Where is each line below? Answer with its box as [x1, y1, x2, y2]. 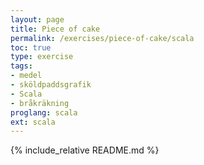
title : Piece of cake [10, 24, 101, 34]
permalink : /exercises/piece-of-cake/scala [10, 33, 195, 43]
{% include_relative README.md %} [10, 144, 160, 156]
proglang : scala [10, 107, 78, 118]
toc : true [10, 42, 52, 53]
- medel [10, 71, 43, 81]
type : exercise [10, 52, 74, 62]
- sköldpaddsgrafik [10, 80, 92, 90]
